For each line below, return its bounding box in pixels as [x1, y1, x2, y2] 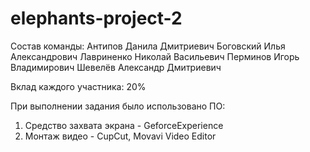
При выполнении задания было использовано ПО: [10, 100, 226, 112]
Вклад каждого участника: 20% [10, 80, 147, 92]
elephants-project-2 [10, 7, 183, 30]
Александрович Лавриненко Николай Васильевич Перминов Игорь [10, 50, 300, 62]
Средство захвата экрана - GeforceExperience [24, 119, 224, 131]
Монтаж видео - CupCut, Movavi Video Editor [24, 130, 217, 142]
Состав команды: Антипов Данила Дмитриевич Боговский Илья [10, 40, 286, 52]
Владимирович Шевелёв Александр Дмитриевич [10, 61, 222, 73]
